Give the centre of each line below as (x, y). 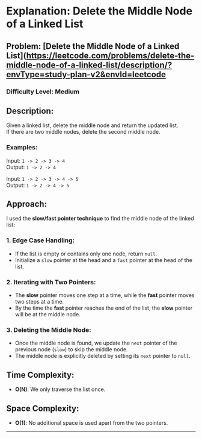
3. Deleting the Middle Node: (49, 330)
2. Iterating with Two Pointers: (51, 282)
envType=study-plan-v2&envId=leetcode (86, 74)
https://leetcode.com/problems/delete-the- (110, 55)
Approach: (26, 204)
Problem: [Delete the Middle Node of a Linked (93, 46)
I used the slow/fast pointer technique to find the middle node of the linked (100, 219)
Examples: (22, 148)
